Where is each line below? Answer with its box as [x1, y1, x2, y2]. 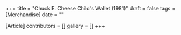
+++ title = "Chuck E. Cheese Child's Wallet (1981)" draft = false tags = [5, 5, 176, 12]
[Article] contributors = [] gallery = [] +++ [5, 23, 106, 29]
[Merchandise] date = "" [5, 11, 64, 18]
